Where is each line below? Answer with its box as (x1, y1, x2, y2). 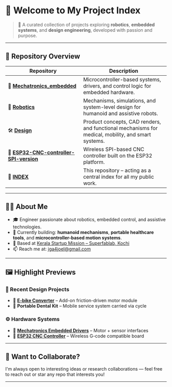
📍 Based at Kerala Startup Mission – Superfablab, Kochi (12, 240, 130, 246)
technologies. (12, 224, 42, 230)
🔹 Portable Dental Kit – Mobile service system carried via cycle (12, 303, 147, 309)
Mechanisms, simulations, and (83, 97, 156, 104)
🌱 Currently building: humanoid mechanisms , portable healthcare (12, 229, 154, 235)
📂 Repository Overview (5, 52, 80, 61)
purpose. (17, 32, 37, 38)
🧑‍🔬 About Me (5, 202, 48, 211)
